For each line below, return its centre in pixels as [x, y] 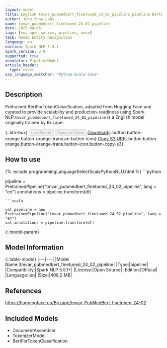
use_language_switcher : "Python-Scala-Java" [52, 75]
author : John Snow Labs [30, 19]
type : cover [22, 70]
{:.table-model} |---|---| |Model [37, 260]
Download [98, 132]
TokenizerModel [29, 336]
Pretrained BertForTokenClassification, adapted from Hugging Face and [78, 106]
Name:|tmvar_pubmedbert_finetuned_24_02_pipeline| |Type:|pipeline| [77, 264]
